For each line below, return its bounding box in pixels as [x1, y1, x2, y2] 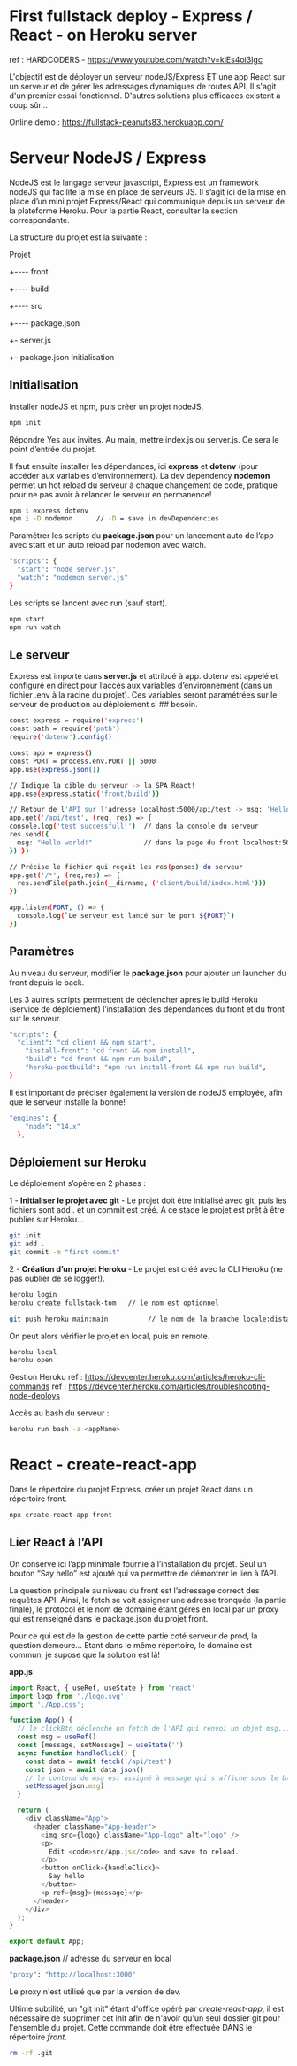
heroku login [9, 1290, 57, 1299]
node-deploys [9, 1391, 60, 1401]
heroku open [9, 1356, 53, 1365]
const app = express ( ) [9, 749, 93, 758]
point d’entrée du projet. [9, 443, 97, 454]
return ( [17, 1806, 49, 1815]
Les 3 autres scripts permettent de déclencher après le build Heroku [9, 994, 258, 1005]
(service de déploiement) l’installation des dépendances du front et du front [9, 1003, 286, 1014]
